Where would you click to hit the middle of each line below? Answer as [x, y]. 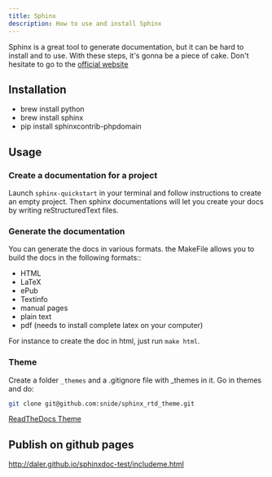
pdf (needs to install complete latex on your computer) [112, 326]
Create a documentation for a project [83, 175]
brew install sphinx [52, 118]
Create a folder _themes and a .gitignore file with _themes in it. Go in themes [135, 380]
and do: [21, 388]
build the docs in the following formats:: [75, 258]
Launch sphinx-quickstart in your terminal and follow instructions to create [135, 193]
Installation [37, 89]
